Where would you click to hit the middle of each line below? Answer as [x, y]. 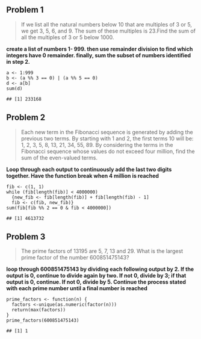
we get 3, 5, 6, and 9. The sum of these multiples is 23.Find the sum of [108, 31]
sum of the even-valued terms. [59, 157]
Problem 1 [25, 10]
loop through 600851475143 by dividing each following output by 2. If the [100, 269]
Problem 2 [26, 118]
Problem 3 [26, 237]
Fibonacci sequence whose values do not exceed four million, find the [108, 151]
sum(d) [14, 89]
